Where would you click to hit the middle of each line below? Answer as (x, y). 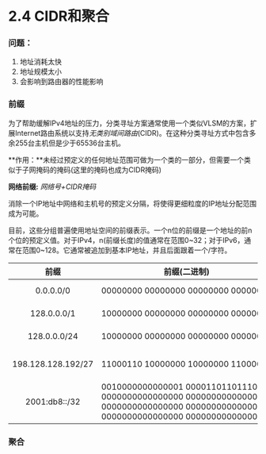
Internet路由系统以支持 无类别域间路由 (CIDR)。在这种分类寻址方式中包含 (132, 133)
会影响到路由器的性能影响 (61, 82)
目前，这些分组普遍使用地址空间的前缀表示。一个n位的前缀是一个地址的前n (130, 230)
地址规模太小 (40, 71)
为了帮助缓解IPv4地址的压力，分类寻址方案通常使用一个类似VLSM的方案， (129, 123)
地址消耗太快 (40, 62)
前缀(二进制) (186, 271)
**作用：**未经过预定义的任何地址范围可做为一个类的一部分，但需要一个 (126, 160)
